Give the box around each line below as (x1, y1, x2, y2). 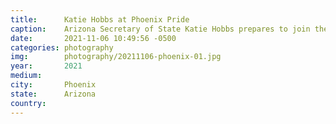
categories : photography (10, 42, 114, 53)
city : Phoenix (10, 80, 97, 90)
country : (10, 98, 47, 108)
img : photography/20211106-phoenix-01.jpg (10, 52, 222, 62)
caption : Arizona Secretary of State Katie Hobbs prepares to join (10, 24, 311, 34)
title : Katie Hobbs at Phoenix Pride (10, 14, 190, 25)
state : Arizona (10, 89, 97, 99)
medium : (10, 71, 43, 81)
